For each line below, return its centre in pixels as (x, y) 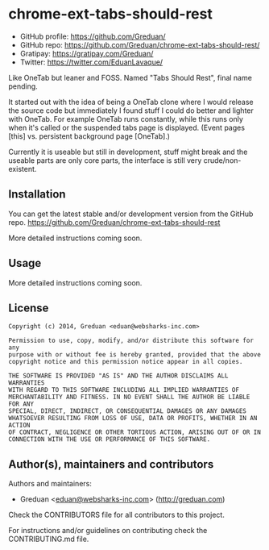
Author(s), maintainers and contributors (111, 464)
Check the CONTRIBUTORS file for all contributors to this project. (117, 515)
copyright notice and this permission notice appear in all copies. (126, 362)
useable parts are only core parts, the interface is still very (105, 160)
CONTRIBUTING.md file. (49, 539)
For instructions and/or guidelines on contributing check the (108, 531)
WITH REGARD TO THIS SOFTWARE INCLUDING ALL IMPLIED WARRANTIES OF (124, 390)
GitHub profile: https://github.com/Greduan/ (93, 36)
